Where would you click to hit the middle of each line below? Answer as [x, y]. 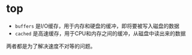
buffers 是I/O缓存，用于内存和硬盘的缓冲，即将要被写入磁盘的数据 [97, 26]
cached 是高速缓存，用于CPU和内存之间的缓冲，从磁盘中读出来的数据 [100, 33]
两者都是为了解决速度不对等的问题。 [51, 46]
